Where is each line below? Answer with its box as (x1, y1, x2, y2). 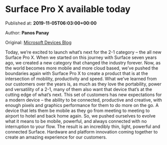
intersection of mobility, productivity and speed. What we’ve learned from (5, 75, 157, 81)
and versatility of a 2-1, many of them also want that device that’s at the (5, 86, 152, 92)
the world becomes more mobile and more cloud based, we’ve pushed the (5, 65, 158, 71)
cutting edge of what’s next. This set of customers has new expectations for (5, 91, 162, 97)
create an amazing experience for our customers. (5, 134, 107, 140)
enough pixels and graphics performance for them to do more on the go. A (5, 102, 159, 108)
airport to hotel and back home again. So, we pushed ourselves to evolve (5, 112, 156, 118)
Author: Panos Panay (5, 29, 49, 35)
